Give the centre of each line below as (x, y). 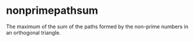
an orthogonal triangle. (34, 32)
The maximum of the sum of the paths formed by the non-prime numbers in (97, 26)
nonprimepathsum (52, 11)
